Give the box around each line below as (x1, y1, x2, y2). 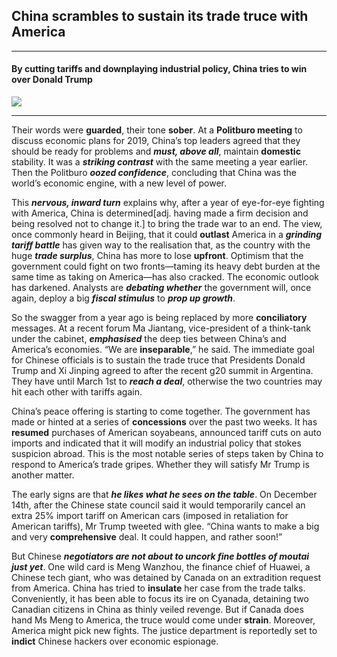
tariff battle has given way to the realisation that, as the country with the (11, 239, 311, 251)
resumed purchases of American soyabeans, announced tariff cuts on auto (11, 427, 322, 439)
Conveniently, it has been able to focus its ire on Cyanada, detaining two (11, 593, 309, 605)
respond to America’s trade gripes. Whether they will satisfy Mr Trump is (11, 459, 310, 471)
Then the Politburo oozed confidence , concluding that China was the (11, 167, 297, 179)
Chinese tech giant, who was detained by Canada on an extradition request (11, 572, 322, 584)
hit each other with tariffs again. (11, 386, 143, 398)
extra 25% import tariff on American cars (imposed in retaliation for (11, 510, 289, 522)
